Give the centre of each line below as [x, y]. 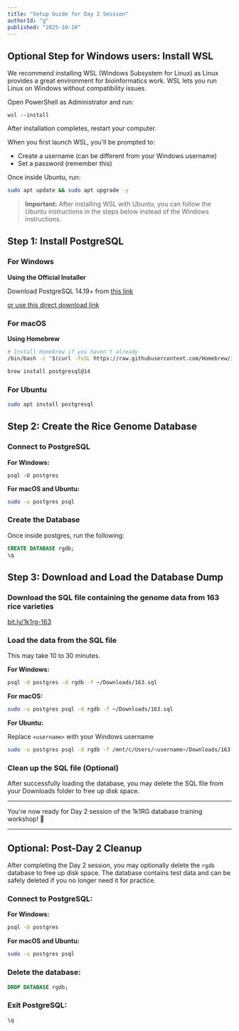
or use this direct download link [53, 305]
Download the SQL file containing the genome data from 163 [113, 597]
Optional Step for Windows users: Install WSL [110, 56]
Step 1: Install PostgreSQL [66, 242]
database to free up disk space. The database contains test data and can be [119, 873]
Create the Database [44, 520]
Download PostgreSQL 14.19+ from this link [70, 291]
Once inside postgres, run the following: [66, 535]
